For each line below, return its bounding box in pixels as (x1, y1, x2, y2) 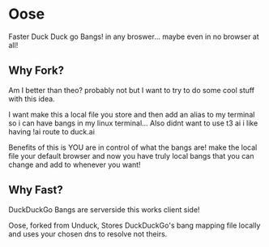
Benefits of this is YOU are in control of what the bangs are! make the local (8, 143, 258, 152)
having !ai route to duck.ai (8, 126, 96, 136)
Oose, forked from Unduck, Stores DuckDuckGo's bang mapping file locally (8, 220, 261, 230)
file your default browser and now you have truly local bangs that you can (8, 151, 254, 160)
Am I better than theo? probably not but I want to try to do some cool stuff (8, 85, 255, 95)
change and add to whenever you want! (8, 160, 141, 169)
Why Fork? (8, 64, 65, 78)
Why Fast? (8, 183, 63, 197)
